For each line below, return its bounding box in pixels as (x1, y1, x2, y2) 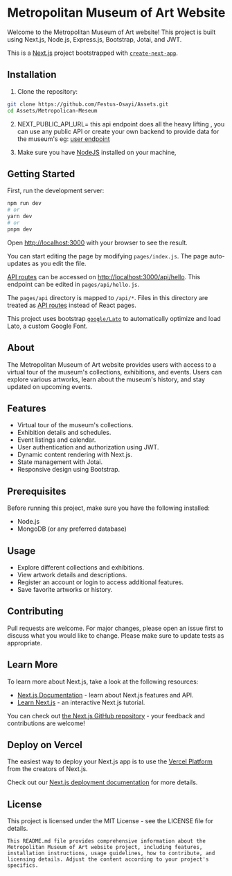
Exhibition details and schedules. (17, 429, 111, 437)
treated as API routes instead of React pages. (7, 301, 136, 309)
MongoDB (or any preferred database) (17, 524, 127, 533)
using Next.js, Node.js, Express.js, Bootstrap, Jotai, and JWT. (7, 35, 182, 43)
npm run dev (7, 200, 42, 207)
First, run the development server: (7, 186, 105, 195)
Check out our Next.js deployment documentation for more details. (7, 778, 198, 786)
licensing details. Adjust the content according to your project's (7, 856, 209, 863)
